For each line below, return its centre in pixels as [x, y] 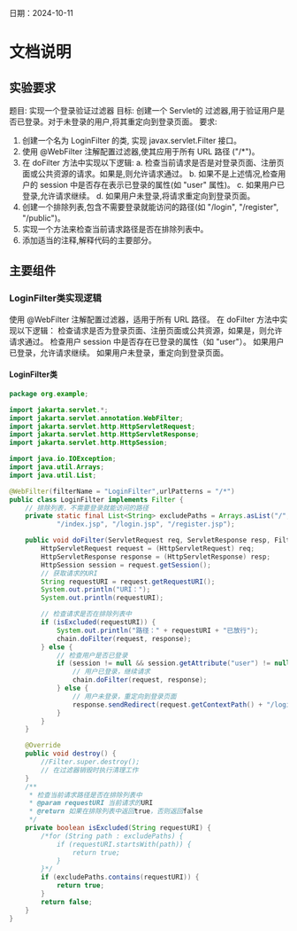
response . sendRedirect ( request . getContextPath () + [168, 704]
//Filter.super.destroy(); [91, 762]
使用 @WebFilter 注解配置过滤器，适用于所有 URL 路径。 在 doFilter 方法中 [145, 319]
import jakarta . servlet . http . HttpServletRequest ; [103, 426]
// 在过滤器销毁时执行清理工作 [90, 770]
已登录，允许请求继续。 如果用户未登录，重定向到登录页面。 [118, 352]
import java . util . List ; [53, 475]
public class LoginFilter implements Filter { [96, 499]
